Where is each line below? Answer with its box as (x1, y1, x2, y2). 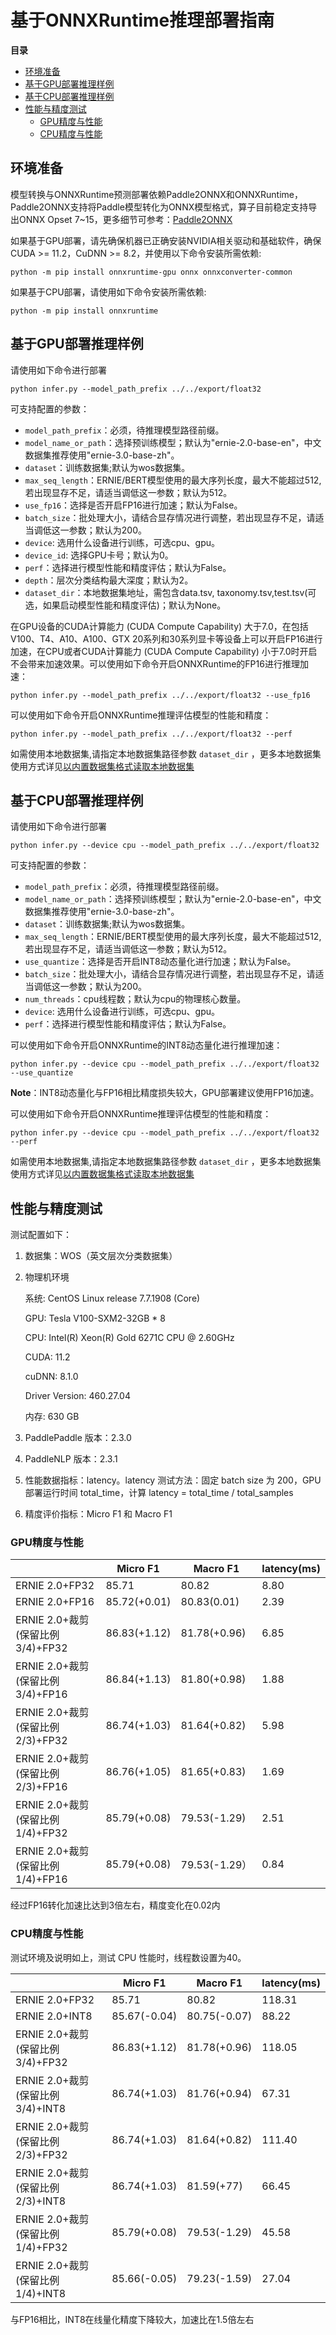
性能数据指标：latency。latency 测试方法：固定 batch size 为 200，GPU (24, 1474, 322, 1486)
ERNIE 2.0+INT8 (15, 2009, 93, 2023)
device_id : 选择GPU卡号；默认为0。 (24, 549, 174, 561)
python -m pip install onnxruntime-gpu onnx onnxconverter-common (10, 267, 293, 277)
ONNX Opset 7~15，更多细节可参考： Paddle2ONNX (18, 213, 233, 225)
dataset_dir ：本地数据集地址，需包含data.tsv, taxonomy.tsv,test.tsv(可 (24, 586, 317, 598)
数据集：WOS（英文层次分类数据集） (24, 1250, 178, 1262)
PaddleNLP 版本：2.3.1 (24, 1453, 118, 1465)
